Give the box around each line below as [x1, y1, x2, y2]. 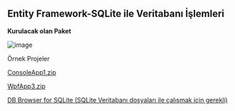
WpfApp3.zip [7, 82, 46, 90]
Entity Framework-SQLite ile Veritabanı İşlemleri [7, 8, 225, 20]
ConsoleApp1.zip [7, 68, 57, 76]
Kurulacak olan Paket [7, 26, 72, 35]
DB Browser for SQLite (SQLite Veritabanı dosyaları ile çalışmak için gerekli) [7, 95, 229, 104]
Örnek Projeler [7, 54, 50, 63]
